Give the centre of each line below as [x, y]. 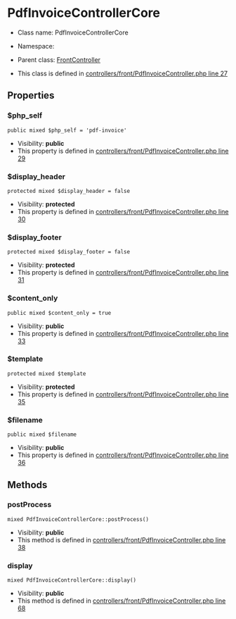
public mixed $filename [42, 434]
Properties [31, 95]
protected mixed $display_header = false [69, 191]
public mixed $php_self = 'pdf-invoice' [67, 130]
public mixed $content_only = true [59, 313]
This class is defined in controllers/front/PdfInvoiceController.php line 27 [123, 73]
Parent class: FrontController [59, 60]
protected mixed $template [47, 374]
